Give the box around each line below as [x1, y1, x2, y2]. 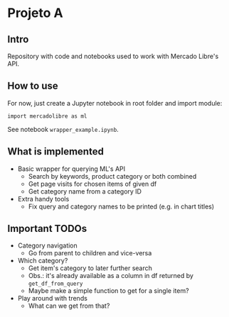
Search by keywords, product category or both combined [28, 172, 197, 180]
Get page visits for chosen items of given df [28, 179, 157, 188]
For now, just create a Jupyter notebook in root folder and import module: [7, 99, 223, 107]
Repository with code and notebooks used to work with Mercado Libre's [7, 52, 219, 60]
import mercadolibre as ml [7, 112, 87, 120]
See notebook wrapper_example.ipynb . [7, 125, 119, 133]
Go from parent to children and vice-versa [28, 249, 152, 257]
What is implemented [7, 145, 105, 157]
